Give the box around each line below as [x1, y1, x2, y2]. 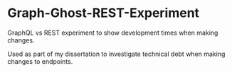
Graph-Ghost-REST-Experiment [7, 5, 200, 21]
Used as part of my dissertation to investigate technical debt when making [7, 50, 226, 58]
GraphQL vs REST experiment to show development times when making [7, 28, 218, 37]
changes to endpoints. [7, 57, 73, 65]
